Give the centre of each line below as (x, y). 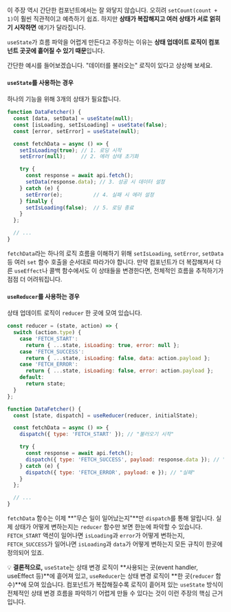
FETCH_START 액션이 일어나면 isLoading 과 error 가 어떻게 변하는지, (96, 535)
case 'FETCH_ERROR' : (49, 364)
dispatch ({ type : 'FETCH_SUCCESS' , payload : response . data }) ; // (122, 460)
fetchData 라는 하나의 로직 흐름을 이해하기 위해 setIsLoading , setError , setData (115, 253)
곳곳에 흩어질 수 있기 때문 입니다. (62, 51)
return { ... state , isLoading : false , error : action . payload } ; (119, 371)
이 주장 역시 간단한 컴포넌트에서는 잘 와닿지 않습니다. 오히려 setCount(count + (112, 10)
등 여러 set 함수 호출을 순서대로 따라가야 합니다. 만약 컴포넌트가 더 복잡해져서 (111, 261)
